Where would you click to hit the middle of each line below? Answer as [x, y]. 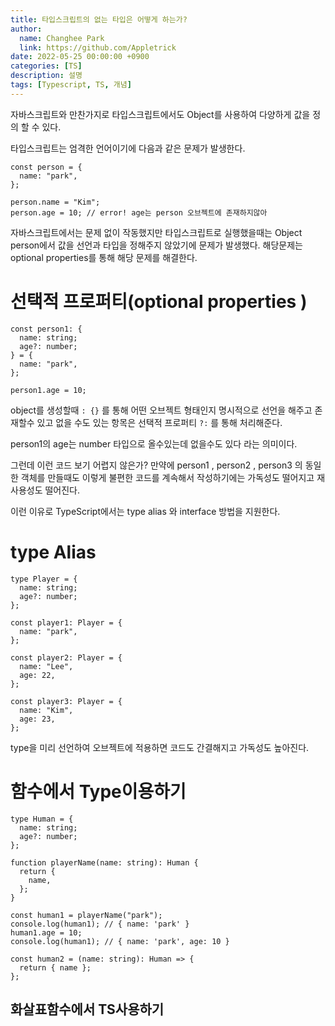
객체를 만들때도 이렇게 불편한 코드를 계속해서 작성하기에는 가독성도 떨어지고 [167, 477]
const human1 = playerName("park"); [86, 915]
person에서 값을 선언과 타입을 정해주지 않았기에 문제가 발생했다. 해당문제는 [156, 245]
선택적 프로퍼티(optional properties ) [159, 301]
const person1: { [46, 329]
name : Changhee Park [62, 38]
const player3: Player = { [66, 701]
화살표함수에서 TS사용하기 [87, 1009]
